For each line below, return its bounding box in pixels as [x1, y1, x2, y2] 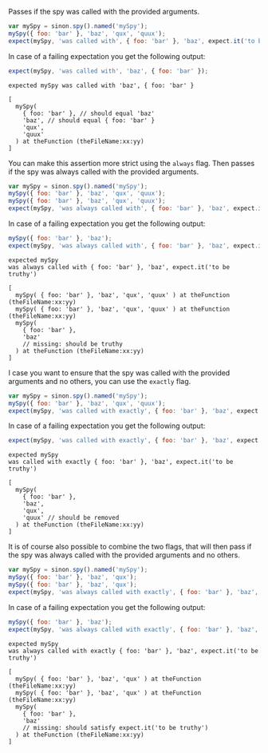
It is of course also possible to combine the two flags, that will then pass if [8, 542, 252, 552]
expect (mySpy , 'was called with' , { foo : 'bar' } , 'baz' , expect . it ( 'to [8, 37, 255, 45]
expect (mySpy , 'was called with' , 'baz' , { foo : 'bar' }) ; [8, 67, 209, 75]
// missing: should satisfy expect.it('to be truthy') [22, 723, 209, 731]
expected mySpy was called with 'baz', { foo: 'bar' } [8, 81, 195, 89]
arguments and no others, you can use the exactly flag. [8, 376, 191, 386]
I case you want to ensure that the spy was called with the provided [8, 367, 231, 378]
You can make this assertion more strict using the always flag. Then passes [8, 158, 255, 168]
